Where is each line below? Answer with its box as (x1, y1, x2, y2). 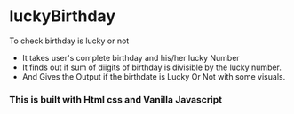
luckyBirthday (9, 6, 115, 27)
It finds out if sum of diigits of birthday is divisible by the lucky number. (21, 62, 282, 72)
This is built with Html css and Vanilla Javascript (9, 93, 223, 105)
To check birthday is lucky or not (9, 35, 130, 46)
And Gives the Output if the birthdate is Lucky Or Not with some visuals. (21, 71, 286, 81)
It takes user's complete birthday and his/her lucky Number (21, 52, 240, 63)
